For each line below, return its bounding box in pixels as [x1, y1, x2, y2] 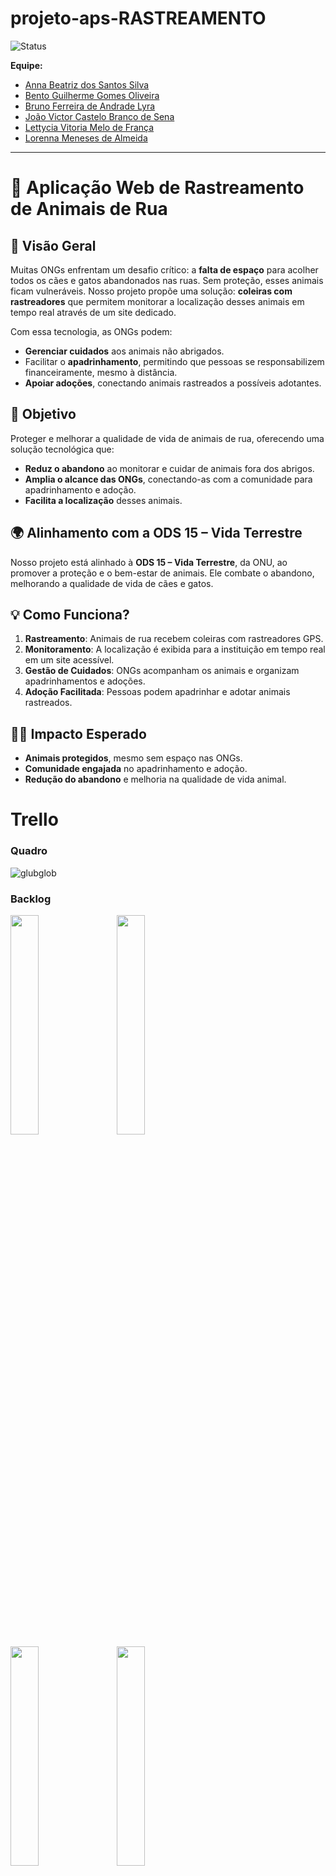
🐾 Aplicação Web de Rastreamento [10, 177, 305, 199]
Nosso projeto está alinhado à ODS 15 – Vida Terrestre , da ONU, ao [10, 556, 288, 568]
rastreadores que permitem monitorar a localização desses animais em [10, 295, 305, 307]
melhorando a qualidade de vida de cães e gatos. [10, 577, 214, 589]
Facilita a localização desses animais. [24, 494, 183, 506]
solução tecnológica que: [10, 443, 115, 455]
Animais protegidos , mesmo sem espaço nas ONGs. [24, 752, 243, 764]
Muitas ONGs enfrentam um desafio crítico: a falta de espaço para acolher [10, 263, 319, 276]
